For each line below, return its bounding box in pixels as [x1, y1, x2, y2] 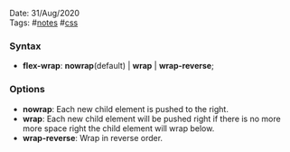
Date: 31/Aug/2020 [9, 8, 80, 18]
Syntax [9, 40, 42, 52]
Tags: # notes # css [9, 17, 79, 28]
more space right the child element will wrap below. [22, 122, 215, 134]
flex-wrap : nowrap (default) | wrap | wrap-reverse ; [22, 61, 214, 71]
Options [9, 83, 45, 96]
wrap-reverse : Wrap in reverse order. [22, 132, 164, 143]
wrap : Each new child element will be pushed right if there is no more [22, 113, 282, 124]
